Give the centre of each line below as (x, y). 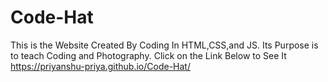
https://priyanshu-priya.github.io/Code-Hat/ (100, 66)
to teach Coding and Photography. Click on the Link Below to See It (148, 55)
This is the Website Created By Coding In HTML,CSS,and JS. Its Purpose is (164, 45)
